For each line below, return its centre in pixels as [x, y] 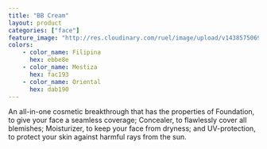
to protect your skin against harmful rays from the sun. [97, 137]
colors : [21, 45]
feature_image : [33, 38]
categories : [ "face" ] [44, 30]
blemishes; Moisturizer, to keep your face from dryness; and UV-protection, [132, 128]
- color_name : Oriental [62, 82]
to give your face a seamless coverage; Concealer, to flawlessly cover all [128, 120]
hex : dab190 [49, 89]
